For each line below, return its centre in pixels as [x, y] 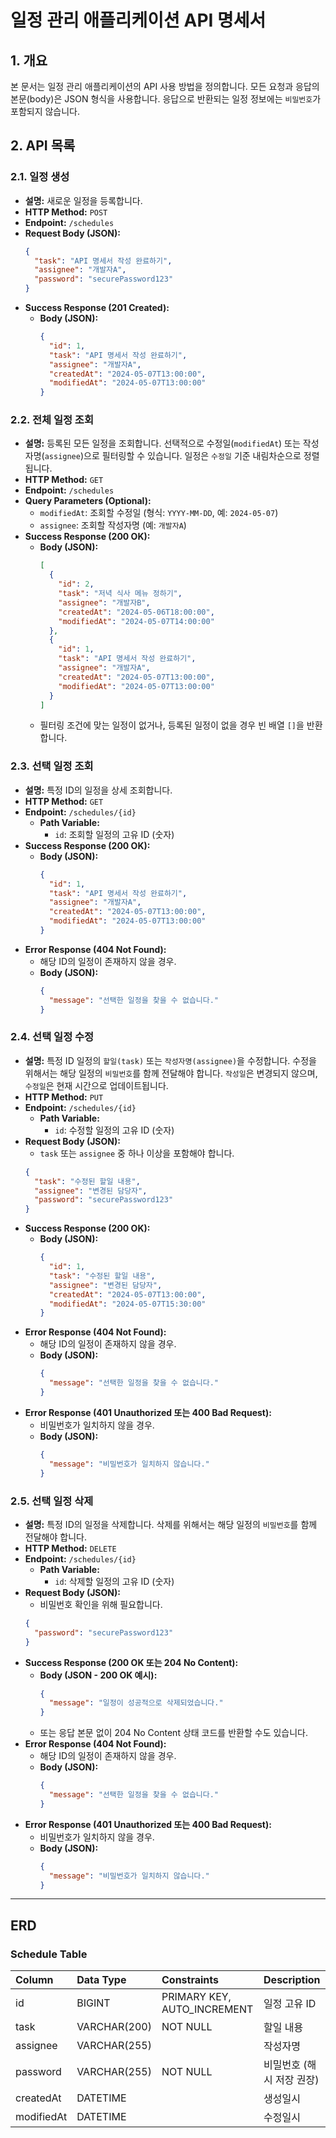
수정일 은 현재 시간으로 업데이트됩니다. [96, 1085]
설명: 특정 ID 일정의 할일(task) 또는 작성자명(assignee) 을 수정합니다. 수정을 [170, 1060]
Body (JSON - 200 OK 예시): [98, 1675]
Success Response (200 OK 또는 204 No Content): [131, 1662]
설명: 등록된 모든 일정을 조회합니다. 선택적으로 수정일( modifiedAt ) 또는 [162, 443]
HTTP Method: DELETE [70, 1548]
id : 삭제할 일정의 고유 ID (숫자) [114, 1581]
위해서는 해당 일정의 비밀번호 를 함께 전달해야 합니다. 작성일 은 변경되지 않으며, [171, 1073]
